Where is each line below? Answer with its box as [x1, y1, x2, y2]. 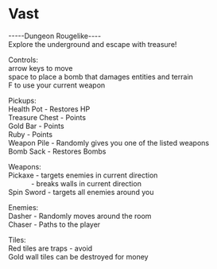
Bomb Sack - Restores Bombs [8, 146, 107, 156]
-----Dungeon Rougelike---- [8, 31, 102, 41]
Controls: [8, 55, 38, 64]
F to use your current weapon [8, 80, 106, 90]
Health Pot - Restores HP [8, 104, 91, 114]
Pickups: [8, 96, 37, 105]
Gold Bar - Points [8, 121, 65, 131]
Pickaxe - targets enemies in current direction [8, 170, 158, 180]
